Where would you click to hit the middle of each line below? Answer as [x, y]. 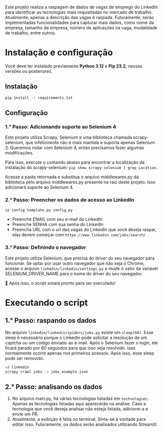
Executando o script [46, 303]
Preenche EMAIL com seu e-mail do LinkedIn [57, 219]
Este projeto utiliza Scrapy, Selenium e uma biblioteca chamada [69, 137]
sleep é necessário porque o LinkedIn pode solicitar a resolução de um [76, 338]
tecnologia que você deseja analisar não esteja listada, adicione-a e [80, 409]
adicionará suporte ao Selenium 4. [39, 188]
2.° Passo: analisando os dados [54, 387]
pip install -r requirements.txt [39, 98]
